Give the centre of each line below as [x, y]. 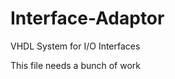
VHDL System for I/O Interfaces [75, 46]
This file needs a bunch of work [76, 65]
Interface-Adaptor [87, 18]
